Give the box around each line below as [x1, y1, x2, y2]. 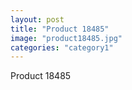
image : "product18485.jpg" [10, 33, 123, 43]
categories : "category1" [10, 42, 114, 53]
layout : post [10, 14, 65, 25]
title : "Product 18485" [10, 24, 110, 34]
